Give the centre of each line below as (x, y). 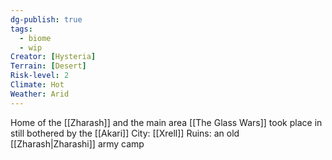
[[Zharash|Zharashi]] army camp (77, 143)
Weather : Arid (40, 94)
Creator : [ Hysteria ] (53, 57)
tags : (21, 29)
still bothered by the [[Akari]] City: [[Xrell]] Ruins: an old (125, 133)
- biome (35, 38)
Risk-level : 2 (40, 76)
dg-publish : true (46, 19)
